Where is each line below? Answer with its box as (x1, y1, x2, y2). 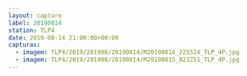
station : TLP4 (8, 26, 56, 34)
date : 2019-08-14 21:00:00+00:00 (8, 33, 119, 42)
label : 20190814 (8, 19, 62, 27)
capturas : (8, 41, 41, 49)
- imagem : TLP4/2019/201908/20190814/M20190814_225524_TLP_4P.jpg (15, 48, 240, 56)
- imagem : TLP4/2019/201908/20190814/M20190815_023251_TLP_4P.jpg (15, 56, 240, 64)
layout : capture (8, 11, 62, 20)
